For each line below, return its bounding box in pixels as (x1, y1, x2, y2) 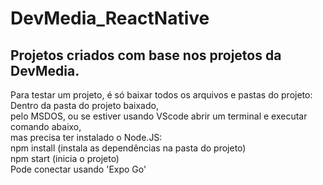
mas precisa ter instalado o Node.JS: (10, 132, 163, 143)
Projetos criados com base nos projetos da (10, 47, 282, 64)
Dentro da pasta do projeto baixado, (10, 100, 159, 111)
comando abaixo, (10, 121, 82, 132)
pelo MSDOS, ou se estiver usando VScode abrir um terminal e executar (10, 110, 308, 122)
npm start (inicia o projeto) (10, 153, 120, 164)
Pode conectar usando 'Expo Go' (10, 163, 147, 175)
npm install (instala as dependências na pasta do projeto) (10, 142, 247, 154)
